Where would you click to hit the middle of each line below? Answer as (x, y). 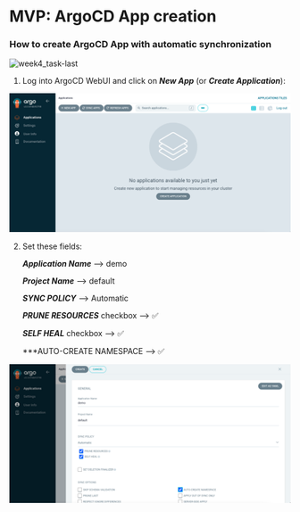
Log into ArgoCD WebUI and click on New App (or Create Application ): (154, 81)
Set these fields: (52, 246)
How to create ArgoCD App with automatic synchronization (141, 45)
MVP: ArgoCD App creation (113, 17)
